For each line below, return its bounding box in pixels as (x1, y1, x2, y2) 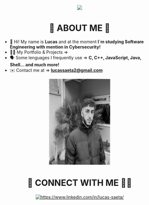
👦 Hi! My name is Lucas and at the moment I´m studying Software (9, 39, 144, 45)
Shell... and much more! (9, 61, 60, 68)
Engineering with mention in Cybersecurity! (9, 44, 101, 50)
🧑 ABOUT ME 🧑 (49, 23, 110, 34)
